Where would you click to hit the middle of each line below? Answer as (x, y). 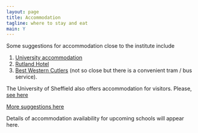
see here (17, 95)
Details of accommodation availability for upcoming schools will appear (95, 118)
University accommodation (49, 57)
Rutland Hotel (32, 64)
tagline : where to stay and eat (47, 23)
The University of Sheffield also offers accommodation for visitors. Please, (99, 89)
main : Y (16, 29)
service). (26, 77)
